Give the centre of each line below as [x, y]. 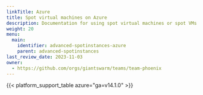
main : [19, 40]
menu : [13, 34]
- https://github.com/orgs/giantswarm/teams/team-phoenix [87, 68]
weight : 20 [20, 29]
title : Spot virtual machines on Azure [57, 18]
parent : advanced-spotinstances [58, 51]
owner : [15, 62]
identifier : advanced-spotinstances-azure [72, 46]
